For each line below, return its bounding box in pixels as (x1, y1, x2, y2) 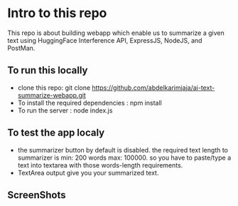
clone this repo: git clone (17, 83, 91, 92)
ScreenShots (7, 189, 66, 201)
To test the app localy (7, 127, 105, 139)
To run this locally (7, 64, 88, 76)
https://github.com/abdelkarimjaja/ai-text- (92, 83, 215, 92)
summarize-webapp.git (17, 91, 87, 99)
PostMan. (7, 43, 36, 52)
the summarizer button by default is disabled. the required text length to (17, 145, 229, 154)
